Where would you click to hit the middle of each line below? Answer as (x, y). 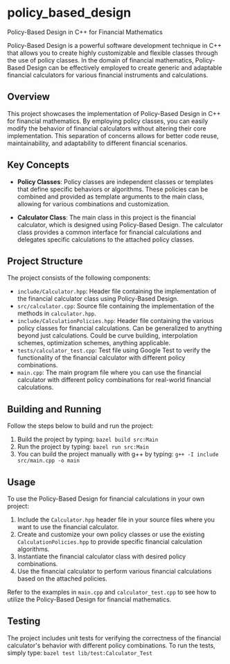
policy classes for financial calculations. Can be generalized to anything (120, 329)
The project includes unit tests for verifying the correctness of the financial (114, 638)
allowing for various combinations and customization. (93, 204)
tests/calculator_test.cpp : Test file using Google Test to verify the (114, 350)
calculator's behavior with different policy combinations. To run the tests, (112, 645)
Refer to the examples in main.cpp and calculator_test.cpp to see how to (112, 592)
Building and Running (54, 409)
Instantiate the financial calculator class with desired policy (101, 556)
